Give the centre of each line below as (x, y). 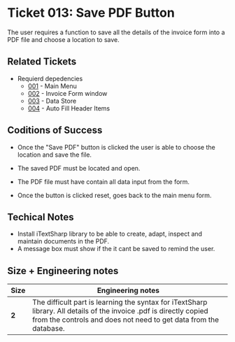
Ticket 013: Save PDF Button (91, 13)
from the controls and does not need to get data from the (126, 320)
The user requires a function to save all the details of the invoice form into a (116, 32)
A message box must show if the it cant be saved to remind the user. (116, 249)
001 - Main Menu (52, 86)
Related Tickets (42, 62)
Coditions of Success (55, 130)
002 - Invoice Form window (67, 93)
